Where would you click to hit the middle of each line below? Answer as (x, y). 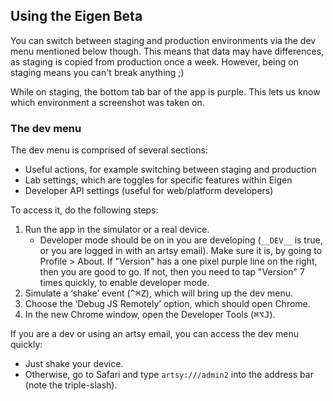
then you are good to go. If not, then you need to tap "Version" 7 (172, 272)
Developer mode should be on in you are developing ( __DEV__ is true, (181, 240)
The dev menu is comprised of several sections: (109, 150)
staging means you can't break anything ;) (97, 72)
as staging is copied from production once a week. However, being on (154, 61)
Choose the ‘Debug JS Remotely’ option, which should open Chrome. (167, 304)
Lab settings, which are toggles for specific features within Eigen (158, 180)
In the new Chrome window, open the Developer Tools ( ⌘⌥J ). (150, 315)
